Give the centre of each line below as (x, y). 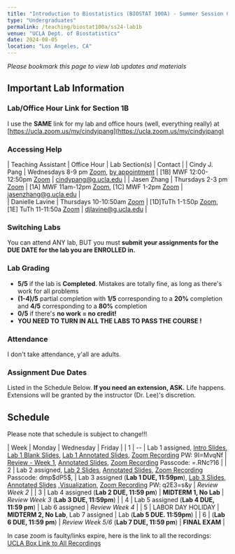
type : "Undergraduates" (42, 20)
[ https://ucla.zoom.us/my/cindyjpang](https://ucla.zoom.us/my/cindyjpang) (116, 131)
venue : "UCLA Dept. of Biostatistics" (64, 33)
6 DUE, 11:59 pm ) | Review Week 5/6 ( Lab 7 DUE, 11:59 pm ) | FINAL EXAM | (116, 522)
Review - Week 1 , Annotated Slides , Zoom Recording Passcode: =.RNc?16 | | (117, 462)
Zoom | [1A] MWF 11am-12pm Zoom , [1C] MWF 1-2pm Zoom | (95, 187)
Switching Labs (34, 227)
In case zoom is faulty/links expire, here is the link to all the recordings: (109, 535)
